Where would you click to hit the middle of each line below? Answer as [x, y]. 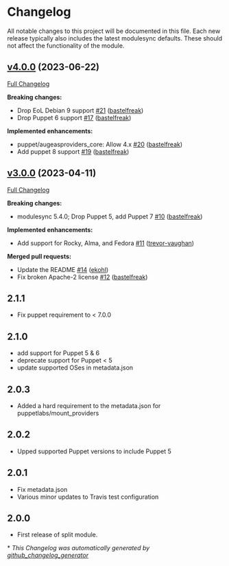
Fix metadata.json [42, 489]
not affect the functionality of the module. [66, 45]
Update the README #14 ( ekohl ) [63, 269]
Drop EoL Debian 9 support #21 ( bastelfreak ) [80, 110]
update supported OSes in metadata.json [75, 367]
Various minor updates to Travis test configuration [88, 497]
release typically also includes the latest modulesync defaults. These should [115, 38]
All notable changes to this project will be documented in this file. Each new [114, 31]
